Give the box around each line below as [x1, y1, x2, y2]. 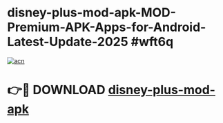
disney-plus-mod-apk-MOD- [7, 5, 176, 21]
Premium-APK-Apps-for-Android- [7, 19, 206, 35]
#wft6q [130, 34, 174, 49]
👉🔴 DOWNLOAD [7, 82, 106, 98]
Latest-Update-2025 [7, 34, 129, 49]
